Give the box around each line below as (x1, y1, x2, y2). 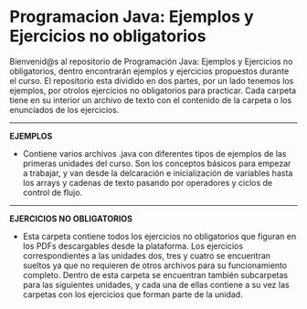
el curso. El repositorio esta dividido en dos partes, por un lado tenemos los (9, 75, 294, 86)
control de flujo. (22, 187, 83, 198)
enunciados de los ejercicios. (9, 104, 120, 115)
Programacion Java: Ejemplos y (9, 6, 254, 27)
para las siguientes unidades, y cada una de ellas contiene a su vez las (22, 279, 290, 290)
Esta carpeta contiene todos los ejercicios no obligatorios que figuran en (22, 231, 297, 242)
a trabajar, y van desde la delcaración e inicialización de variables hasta (22, 167, 293, 179)
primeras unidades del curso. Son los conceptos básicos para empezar (22, 158, 291, 169)
